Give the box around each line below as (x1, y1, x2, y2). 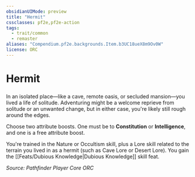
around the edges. (6, 111, 51, 118)
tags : (6, 25, 19, 31)
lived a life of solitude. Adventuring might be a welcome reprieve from (6, 99, 175, 106)
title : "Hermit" (6, 14, 46, 20)
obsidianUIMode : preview (6, 8, 67, 15)
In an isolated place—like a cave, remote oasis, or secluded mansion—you (6, 93, 186, 100)
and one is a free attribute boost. (6, 129, 85, 136)
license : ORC (6, 47, 38, 53)
